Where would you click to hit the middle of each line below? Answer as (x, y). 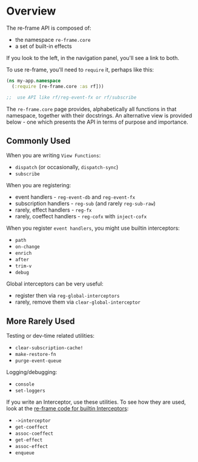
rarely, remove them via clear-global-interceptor (78, 302)
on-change (28, 247)
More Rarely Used (41, 321)
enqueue (25, 453)
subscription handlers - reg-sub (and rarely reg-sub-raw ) (85, 204)
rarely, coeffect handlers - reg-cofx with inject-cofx (81, 216)
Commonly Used (38, 141)
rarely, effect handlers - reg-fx (53, 210)
